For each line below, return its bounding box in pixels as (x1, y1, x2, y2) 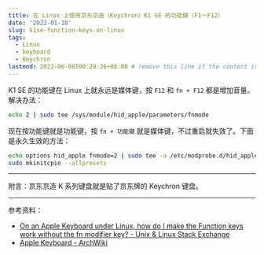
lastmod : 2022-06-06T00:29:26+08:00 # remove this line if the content (8, 63, 247, 71)
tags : (8, 33, 26, 42)
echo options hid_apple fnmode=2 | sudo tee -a (8, 151, 167, 160)
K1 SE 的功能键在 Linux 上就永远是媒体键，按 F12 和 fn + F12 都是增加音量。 (8, 85, 255, 94)
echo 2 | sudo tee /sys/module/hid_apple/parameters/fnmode (8, 111, 210, 119)
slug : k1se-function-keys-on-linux (8, 26, 125, 34)
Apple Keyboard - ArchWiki (19, 238, 108, 248)
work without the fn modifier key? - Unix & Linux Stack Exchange (19, 230, 230, 239)
